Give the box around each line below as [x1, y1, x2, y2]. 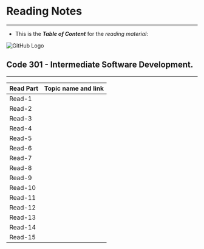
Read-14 [9, 223, 36, 231]
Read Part [9, 84, 38, 93]
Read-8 [9, 163, 32, 172]
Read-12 [9, 203, 36, 211]
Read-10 [9, 183, 36, 192]
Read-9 [9, 174, 32, 182]
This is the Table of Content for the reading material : [15, 30, 149, 37]
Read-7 [9, 153, 32, 162]
